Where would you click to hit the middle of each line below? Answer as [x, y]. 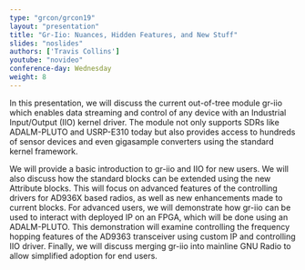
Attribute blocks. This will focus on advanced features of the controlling [143, 188]
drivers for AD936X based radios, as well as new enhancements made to [146, 197]
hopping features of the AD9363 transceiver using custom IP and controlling [152, 236]
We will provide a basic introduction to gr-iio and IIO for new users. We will [149, 168]
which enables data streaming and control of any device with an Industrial [148, 112]
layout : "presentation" [55, 26]
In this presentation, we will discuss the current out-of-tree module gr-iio [146, 103]
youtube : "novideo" [46, 60]
